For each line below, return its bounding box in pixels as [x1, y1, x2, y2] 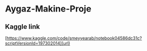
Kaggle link [5, 23, 40, 31]
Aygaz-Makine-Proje [5, 3, 92, 14]
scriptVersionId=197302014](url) [5, 40, 70, 46]
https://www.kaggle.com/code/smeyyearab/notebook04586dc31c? [6, 35, 143, 41]
